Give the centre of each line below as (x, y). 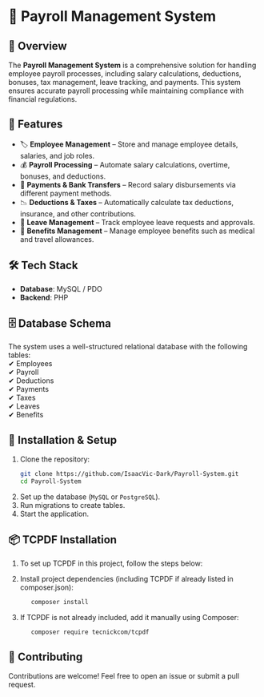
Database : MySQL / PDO (61, 288)
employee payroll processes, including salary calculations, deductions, (125, 74)
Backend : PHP (44, 297)
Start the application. (54, 514)
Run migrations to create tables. (72, 505)
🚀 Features (36, 125)
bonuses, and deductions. (63, 176)
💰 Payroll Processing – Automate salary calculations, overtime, (125, 164)
